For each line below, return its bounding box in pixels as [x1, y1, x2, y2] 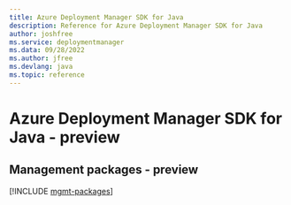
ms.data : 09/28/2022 [9, 46, 86, 55]
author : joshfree [9, 29, 73, 38]
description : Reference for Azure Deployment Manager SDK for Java [9, 21, 264, 30]
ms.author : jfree [9, 54, 73, 63]
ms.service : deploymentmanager [9, 37, 125, 47]
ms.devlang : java [9, 63, 73, 72]
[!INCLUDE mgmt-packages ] [9, 186, 113, 196]
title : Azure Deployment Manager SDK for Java [9, 12, 184, 22]
